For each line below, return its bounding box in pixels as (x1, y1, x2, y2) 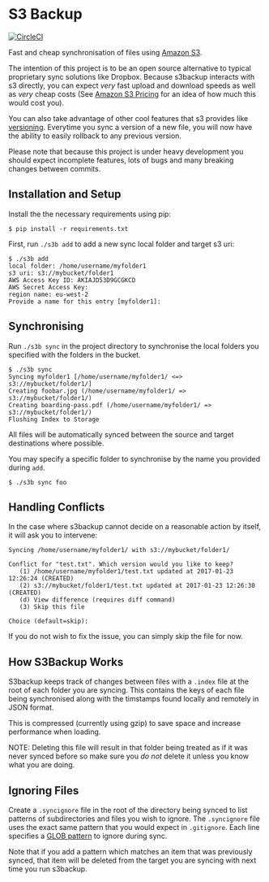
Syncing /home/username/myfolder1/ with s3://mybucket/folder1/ (8, 546, 230, 554)
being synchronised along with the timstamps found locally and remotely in (8, 694, 259, 704)
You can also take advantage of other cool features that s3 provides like (8, 113, 249, 123)
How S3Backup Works (8, 655, 124, 669)
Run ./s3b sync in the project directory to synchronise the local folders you (8, 341, 259, 350)
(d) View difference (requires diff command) (19, 596, 176, 604)
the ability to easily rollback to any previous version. (8, 131, 182, 141)
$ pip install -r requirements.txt (8, 224, 129, 232)
